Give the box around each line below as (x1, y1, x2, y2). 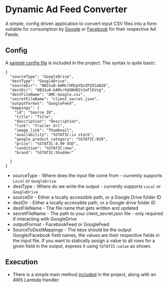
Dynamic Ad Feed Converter (5, 4, 127, 15)
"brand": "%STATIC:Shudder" (14, 150, 74, 155)
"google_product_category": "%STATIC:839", (14, 136, 108, 141)
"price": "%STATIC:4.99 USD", (14, 141, 79, 146)
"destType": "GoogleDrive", (10, 78, 70, 84)
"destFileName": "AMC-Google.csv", (10, 92, 86, 97)
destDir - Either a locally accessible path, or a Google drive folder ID (12, 199, 156, 205)
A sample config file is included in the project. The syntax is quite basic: (5, 60, 156, 66)
